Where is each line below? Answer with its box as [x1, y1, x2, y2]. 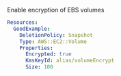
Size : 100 [25, 64, 53, 71]
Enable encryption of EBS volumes [7, 6, 105, 14]
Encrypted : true [25, 51, 72, 58]
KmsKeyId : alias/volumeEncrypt [25, 58, 115, 64]
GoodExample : [13, 25, 51, 32]
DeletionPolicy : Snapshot [19, 31, 94, 38]
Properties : [19, 45, 53, 51]
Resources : [7, 19, 38, 26]
